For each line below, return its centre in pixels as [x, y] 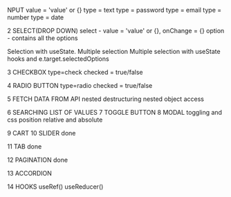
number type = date [36, 17]
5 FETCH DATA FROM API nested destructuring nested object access [105, 99]
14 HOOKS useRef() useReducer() [55, 187]
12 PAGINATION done [37, 160]
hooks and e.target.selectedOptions [58, 59]
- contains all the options [43, 38]
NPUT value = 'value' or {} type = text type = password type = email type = [114, 10]
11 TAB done [25, 147]
